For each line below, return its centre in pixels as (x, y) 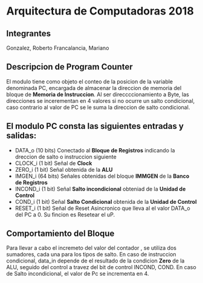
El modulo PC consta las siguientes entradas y (95, 126)
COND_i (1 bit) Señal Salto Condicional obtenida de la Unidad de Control (106, 201)
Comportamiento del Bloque (60, 234)
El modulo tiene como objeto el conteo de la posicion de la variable (90, 81)
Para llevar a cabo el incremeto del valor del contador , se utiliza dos (92, 248)
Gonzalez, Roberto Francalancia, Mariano (58, 48)
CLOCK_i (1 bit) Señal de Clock (53, 163)
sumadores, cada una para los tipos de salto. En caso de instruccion (91, 255)
